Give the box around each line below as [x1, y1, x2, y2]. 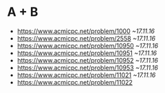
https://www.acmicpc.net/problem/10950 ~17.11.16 [16, 41, 159, 50]
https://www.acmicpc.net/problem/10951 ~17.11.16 [16, 49, 157, 57]
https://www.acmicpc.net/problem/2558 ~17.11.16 [16, 34, 156, 42]
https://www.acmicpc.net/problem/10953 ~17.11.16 [16, 63, 158, 72]
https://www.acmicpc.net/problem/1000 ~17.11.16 [16, 27, 155, 35]
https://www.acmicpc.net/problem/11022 [16, 78, 133, 86]
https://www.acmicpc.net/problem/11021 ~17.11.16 [16, 70, 156, 79]
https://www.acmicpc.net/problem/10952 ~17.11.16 [16, 56, 158, 64]
